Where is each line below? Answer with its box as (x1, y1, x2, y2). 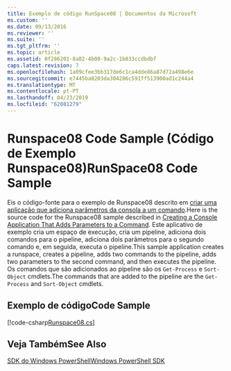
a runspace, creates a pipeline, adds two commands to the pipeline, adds (7, 250, 217, 258)
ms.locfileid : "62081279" (7, 101, 82, 108)
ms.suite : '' (7, 36, 45, 43)
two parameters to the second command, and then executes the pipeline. (7, 257, 217, 265)
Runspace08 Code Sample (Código (7, 131, 214, 147)
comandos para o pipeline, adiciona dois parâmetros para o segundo (7, 235, 205, 244)
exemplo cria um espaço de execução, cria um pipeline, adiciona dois (7, 228, 207, 236)
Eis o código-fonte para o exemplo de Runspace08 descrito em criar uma (7, 198, 217, 206)
